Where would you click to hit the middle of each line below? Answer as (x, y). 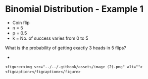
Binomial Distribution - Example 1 (74, 9)
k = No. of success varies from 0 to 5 (50, 38)
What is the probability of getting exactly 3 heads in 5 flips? (66, 48)
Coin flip (21, 23)
